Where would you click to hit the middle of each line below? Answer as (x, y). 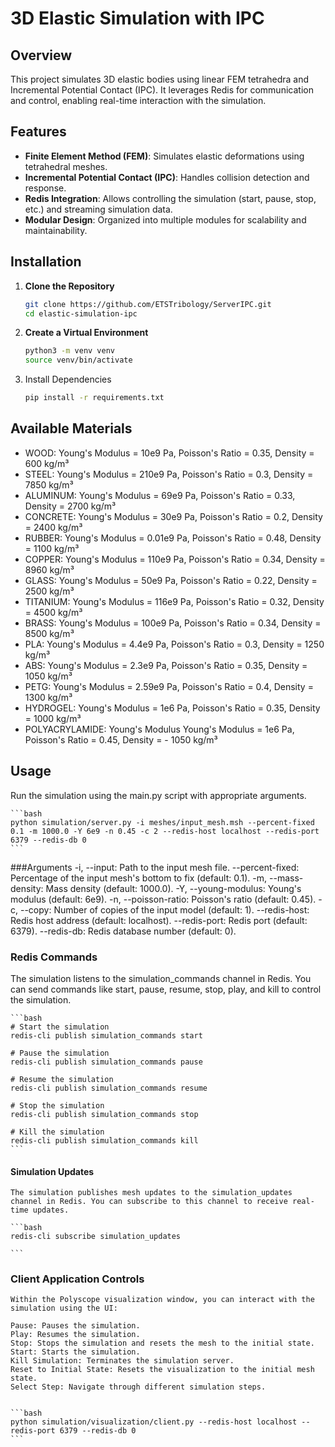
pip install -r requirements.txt (94, 398)
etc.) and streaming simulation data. (98, 209)
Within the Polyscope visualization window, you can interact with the (162, 1300)
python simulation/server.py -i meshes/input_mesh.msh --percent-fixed (162, 822)
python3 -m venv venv (70, 351)
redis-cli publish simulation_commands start (106, 1035)
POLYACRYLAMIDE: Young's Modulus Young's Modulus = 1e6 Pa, (159, 729)
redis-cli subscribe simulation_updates (96, 1237)
